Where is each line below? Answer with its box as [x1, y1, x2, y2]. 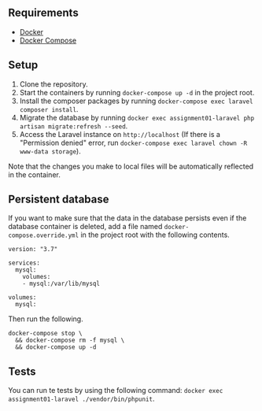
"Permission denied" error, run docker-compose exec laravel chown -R [19, 138, 248, 147]
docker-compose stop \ [8, 330, 83, 338]
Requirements [8, 6, 79, 20]
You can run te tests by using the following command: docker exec [8, 386, 223, 395]
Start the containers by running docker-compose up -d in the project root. [19, 87, 255, 97]
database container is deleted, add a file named [8, 222, 163, 231]
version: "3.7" [8, 246, 58, 254]
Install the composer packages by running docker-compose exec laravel [19, 96, 253, 106]
